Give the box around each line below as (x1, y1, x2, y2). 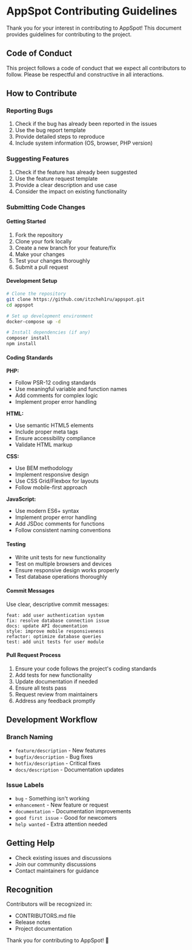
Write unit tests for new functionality (15, 554, 106, 561)
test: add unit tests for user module (6, 639, 104, 645)
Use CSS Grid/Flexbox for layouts (15, 477, 99, 485)
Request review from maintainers (15, 690, 98, 698)
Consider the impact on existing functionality (15, 188, 127, 195)
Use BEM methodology (15, 464, 73, 472)
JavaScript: (6, 495, 36, 503)
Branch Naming (6, 733, 53, 741)
